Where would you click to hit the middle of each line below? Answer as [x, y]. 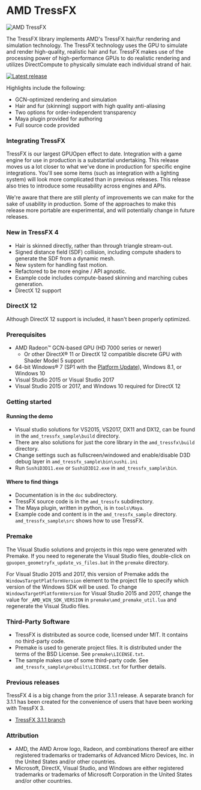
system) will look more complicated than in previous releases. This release [98, 180]
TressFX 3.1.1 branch [40, 720]
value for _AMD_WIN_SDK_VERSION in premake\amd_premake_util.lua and [91, 600]
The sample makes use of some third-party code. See [82, 660]
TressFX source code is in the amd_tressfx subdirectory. [84, 501]
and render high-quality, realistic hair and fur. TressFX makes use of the [95, 51]
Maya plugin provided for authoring [58, 119]
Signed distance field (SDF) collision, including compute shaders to [98, 252]
